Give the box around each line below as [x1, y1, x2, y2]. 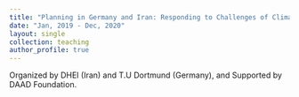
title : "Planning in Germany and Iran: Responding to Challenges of [9, 12, 269, 22]
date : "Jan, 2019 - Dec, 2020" [9, 21, 125, 30]
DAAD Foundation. [9, 79, 77, 90]
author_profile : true [9, 46, 90, 55]
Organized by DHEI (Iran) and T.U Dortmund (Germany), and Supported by [9, 70, 283, 80]
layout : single [9, 29, 66, 38]
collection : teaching [9, 37, 90, 47]
